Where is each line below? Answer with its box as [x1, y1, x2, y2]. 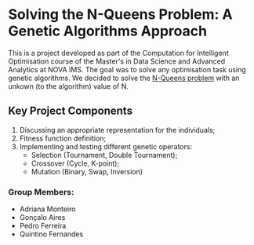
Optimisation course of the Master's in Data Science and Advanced [8, 57, 226, 66]
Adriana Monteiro [19, 204, 76, 214]
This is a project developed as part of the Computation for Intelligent [8, 48, 229, 57]
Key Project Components [8, 104, 133, 118]
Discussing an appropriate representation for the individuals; [19, 125, 216, 134]
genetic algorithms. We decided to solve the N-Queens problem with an [8, 73, 240, 82]
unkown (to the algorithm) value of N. [8, 81, 129, 91]
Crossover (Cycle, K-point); [31, 159, 120, 168]
